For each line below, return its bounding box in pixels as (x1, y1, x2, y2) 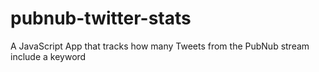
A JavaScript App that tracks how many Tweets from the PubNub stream (10, 40, 310, 52)
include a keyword (10, 50, 87, 62)
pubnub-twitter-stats (10, 7, 192, 30)
